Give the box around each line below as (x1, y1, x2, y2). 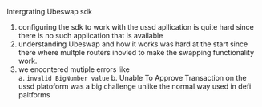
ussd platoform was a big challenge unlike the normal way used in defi (18, 81, 252, 91)
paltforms (18, 90, 50, 99)
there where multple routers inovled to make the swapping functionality (18, 48, 255, 57)
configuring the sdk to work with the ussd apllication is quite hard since (18, 22, 255, 31)
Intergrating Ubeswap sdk (6, 7, 93, 16)
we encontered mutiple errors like (18, 65, 131, 74)
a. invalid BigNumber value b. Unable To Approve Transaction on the (18, 73, 247, 82)
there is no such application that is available (18, 31, 163, 40)
